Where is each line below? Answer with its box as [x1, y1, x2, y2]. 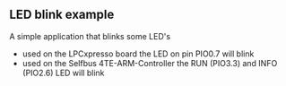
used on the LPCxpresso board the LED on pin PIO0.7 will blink [22, 48, 255, 59]
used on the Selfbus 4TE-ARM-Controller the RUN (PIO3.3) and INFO [22, 57, 278, 68]
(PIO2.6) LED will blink [22, 67, 105, 78]
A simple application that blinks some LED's [9, 30, 171, 41]
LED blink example [9, 7, 115, 22]
